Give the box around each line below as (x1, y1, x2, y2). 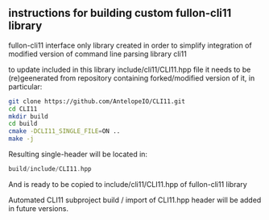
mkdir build (8, 112, 48, 120)
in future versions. (8, 203, 68, 213)
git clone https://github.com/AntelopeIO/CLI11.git (8, 97, 185, 106)
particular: (8, 81, 43, 91)
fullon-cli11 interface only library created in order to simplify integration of (8, 40, 252, 50)
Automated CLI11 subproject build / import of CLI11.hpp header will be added (8, 195, 262, 205)
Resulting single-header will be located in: (8, 149, 147, 160)
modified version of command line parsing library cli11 (8, 48, 187, 59)
